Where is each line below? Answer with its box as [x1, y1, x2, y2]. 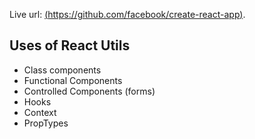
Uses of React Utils [9, 37, 131, 54]
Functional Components [23, 74, 123, 86]
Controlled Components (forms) [23, 85, 156, 97]
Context [23, 106, 57, 118]
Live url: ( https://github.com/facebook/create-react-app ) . [9, 9, 246, 20]
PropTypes [23, 117, 69, 129]
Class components [23, 64, 102, 76]
